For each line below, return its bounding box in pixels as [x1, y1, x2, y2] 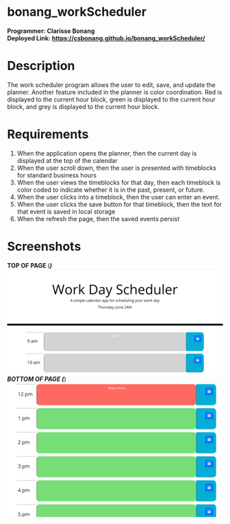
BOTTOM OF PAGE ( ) [7, 375, 66, 383]
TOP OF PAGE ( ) [7, 261, 53, 269]
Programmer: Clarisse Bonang [7, 27, 95, 35]
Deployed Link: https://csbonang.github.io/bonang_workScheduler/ [7, 34, 205, 42]
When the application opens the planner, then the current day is [16, 149, 197, 158]
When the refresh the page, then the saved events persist [16, 214, 180, 223]
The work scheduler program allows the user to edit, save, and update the [7, 80, 216, 89]
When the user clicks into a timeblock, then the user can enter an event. [16, 192, 220, 201]
